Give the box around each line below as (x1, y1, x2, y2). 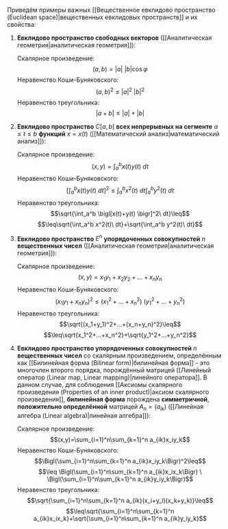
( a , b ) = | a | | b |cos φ (92, 65, 149, 73)
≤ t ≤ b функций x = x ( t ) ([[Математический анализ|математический (16, 130, 220, 138)
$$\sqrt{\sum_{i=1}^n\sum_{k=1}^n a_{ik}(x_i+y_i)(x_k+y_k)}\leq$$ (27, 497, 214, 505)
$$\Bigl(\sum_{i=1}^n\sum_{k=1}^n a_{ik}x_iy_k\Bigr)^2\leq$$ (34, 457, 207, 465)
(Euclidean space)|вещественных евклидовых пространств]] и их (7, 13, 198, 21)
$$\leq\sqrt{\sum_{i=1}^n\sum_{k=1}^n (66, 507, 175, 515)
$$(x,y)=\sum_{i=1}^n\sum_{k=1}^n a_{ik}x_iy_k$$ (50, 436, 190, 444)
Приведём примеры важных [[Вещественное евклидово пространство (7, 6, 216, 14)
